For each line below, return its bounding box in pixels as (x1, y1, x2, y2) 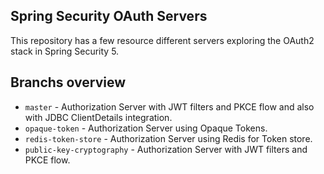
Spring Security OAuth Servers (10, 8, 208, 25)
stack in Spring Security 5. (10, 45, 120, 57)
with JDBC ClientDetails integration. (24, 111, 173, 123)
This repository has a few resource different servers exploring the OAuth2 (10, 34, 315, 46)
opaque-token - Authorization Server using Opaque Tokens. (24, 122, 268, 134)
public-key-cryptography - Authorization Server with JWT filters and (24, 143, 308, 155)
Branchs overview (10, 74, 127, 91)
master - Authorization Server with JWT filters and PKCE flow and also (24, 100, 315, 113)
